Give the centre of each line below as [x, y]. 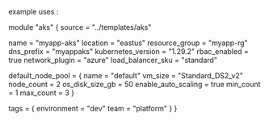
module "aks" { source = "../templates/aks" [80, 27]
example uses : [34, 12]
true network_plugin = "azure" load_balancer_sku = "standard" [113, 60]
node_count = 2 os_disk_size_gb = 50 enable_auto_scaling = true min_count [134, 84]
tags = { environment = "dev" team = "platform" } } [93, 108]
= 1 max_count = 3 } [42, 93]
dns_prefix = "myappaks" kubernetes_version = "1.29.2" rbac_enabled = [128, 51]
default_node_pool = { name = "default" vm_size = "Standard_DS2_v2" [126, 75]
